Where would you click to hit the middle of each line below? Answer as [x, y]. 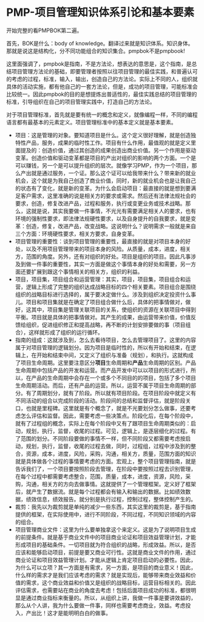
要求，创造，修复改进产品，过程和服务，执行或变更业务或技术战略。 [100, 203]
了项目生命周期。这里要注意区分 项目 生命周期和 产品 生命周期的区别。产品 [105, 362]
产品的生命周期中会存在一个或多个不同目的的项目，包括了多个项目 [114, 377]
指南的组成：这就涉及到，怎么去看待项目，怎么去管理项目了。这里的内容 [105, 340]
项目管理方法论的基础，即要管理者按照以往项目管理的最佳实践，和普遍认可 [104, 71]
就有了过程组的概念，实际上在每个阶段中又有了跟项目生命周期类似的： [103, 423]
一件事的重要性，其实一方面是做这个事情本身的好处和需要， [106, 264]
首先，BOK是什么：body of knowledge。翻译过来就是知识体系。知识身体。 [100, 43]
